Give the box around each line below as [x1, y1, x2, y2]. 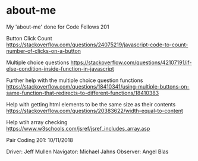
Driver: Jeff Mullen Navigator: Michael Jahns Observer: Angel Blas [6, 148, 169, 155]
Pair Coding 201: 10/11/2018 [6, 136, 73, 143]
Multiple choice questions [6, 59, 70, 66]
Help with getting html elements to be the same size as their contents [6, 100, 176, 108]
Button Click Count [6, 34, 52, 42]
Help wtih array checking [6, 118, 68, 125]
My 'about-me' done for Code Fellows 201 [6, 23, 109, 30]
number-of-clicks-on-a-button [6, 47, 81, 54]
